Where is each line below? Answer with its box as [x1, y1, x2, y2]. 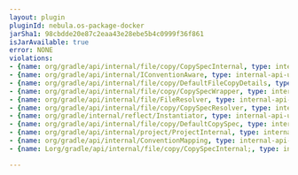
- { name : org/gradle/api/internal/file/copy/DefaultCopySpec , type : [9, 120, 268, 129]
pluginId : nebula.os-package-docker [9, 21, 145, 30]
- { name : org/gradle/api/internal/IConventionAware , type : [9, 71, 232, 80]
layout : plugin [9, 12, 66, 22]
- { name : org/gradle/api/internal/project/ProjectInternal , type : [9, 128, 260, 137]
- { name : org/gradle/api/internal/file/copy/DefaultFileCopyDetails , [9, 79, 272, 87]
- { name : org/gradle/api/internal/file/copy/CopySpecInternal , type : [9, 63, 272, 72]
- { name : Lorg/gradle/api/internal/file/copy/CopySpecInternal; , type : [9, 144, 279, 153]
